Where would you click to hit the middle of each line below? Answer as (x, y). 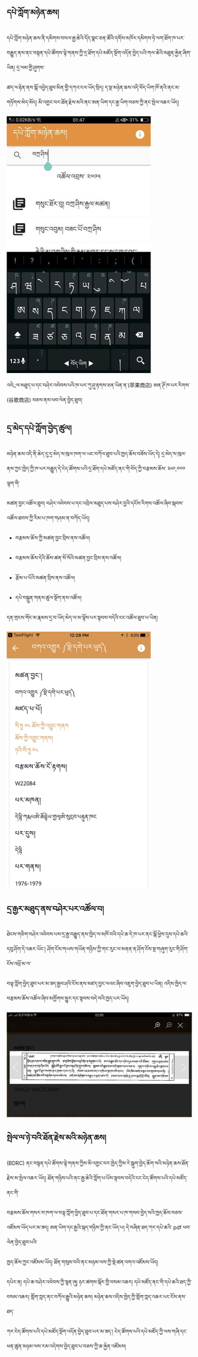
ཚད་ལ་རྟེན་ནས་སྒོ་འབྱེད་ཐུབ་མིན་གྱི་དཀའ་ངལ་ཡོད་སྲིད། (55, 87)
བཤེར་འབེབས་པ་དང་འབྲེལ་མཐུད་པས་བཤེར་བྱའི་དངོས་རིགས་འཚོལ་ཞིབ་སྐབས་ (115, 503)
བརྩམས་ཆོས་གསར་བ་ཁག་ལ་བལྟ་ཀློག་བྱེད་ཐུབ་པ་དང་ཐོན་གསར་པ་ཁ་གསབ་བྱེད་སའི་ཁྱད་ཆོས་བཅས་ (95, 1212)
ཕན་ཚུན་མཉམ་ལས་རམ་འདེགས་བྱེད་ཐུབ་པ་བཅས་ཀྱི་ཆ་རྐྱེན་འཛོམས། (66, 1346)
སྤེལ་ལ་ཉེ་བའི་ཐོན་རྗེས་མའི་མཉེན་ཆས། (56, 1138)
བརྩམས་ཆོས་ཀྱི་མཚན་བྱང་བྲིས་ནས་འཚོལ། (53, 538)
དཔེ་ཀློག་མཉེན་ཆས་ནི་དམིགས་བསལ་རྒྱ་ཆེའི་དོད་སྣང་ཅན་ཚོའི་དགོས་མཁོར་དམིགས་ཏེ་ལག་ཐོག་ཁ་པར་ (95, 38)
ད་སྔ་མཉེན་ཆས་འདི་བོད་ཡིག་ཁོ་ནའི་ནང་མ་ (142, 87)
